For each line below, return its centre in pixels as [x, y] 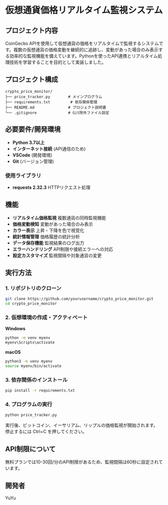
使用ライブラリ [23, 175]
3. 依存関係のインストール [36, 380]
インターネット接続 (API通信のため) [49, 149]
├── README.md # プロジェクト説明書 [56, 107]
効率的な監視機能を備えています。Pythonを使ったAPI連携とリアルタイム [83, 56]
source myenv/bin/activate [33, 366]
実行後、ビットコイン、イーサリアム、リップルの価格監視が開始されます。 [81, 425]
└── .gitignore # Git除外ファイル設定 [57, 113]
